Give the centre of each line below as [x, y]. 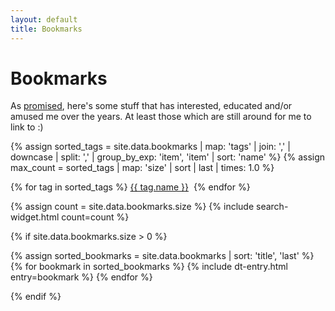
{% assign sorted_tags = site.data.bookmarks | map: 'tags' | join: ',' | [150, 147]
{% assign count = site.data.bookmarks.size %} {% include [132, 207]
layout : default [44, 19]
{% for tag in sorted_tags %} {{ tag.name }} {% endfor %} [130, 187]
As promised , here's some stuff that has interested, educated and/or [151, 106]
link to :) [27, 127]
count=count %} [95, 217]
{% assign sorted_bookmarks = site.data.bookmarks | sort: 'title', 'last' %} [162, 256]
